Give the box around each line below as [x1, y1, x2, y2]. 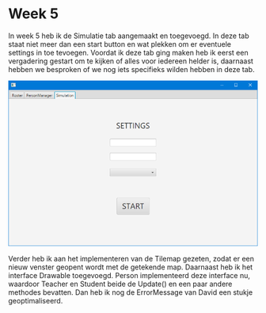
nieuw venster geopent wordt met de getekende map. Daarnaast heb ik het [8, 262, 253, 272]
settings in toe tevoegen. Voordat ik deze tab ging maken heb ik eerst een [8, 48, 249, 57]
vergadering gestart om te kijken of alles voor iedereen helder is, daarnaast [8, 56, 253, 66]
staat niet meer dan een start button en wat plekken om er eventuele [8, 39, 232, 48]
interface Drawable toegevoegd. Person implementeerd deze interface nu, [8, 271, 251, 281]
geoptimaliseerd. [8, 296, 63, 306]
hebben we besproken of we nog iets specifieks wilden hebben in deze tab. [8, 64, 255, 74]
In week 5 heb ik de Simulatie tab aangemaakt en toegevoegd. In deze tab [8, 31, 249, 40]
